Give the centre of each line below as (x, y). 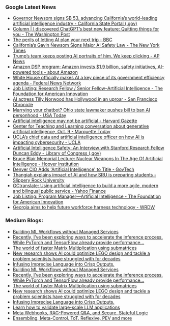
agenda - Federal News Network (47, 83)
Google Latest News (31, 7)
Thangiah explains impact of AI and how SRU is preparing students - (84, 175)
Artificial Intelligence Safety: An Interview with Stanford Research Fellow (88, 148)
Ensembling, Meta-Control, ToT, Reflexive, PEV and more (72, 318)
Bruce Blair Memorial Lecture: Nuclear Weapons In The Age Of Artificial (88, 159)
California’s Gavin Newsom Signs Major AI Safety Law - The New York (86, 45)
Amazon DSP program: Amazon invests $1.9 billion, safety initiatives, (84, 67)
